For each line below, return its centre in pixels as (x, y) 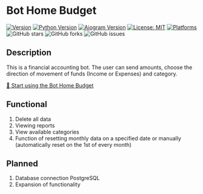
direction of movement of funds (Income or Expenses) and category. (92, 74)
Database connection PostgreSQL (57, 178)
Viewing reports (35, 125)
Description (29, 53)
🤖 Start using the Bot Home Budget (50, 85)
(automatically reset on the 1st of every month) (73, 144)
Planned (22, 163)
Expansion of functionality (48, 184)
